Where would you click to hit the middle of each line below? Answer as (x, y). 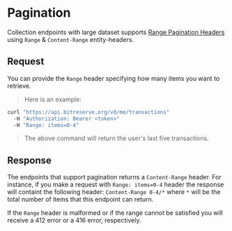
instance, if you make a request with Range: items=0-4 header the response (116, 185)
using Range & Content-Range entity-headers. (71, 39)
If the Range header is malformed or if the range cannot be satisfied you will (115, 213)
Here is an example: (53, 99)
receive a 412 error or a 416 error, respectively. (74, 221)
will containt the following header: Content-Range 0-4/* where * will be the (114, 192)
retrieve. (19, 86)
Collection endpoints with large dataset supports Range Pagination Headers (116, 32)
